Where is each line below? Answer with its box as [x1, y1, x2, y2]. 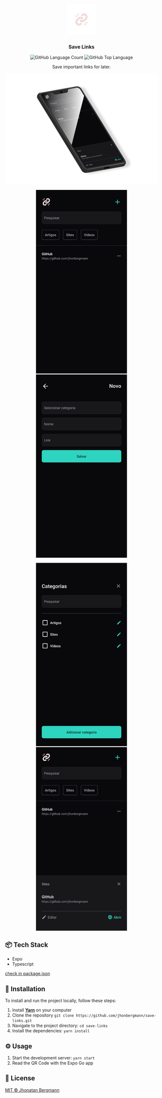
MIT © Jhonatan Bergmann [5, 1087, 60, 1093]
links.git [12, 1019, 32, 1023]
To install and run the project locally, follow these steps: [5, 998, 116, 1003]
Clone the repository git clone [12, 1012, 74, 1018]
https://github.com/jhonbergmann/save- [76, 1013, 157, 1018]
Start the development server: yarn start [12, 1055, 95, 1060]
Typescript [12, 961, 34, 967]
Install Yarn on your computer [12, 1007, 72, 1013]
